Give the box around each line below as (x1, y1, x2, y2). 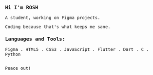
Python (5, 51, 21, 57)
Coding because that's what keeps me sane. (5, 24, 111, 30)
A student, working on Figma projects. (5, 15, 100, 21)
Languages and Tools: (5, 36, 65, 43)
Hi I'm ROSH (5, 4, 38, 11)
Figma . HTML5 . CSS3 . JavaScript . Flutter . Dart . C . (5, 46, 150, 52)
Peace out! (5, 65, 31, 71)
